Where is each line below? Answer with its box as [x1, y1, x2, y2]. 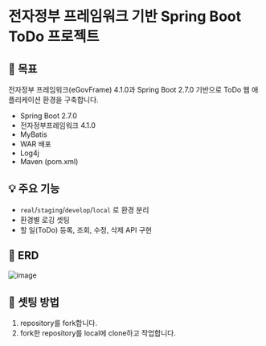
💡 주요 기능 [8, 182, 60, 196]
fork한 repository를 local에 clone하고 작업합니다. [19, 328, 177, 338]
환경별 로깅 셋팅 [19, 215, 70, 224]
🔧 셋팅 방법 [8, 295, 60, 310]
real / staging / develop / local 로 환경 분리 [19, 204, 149, 214]
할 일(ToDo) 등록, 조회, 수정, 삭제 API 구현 [19, 224, 153, 234]
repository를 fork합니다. [19, 319, 98, 328]
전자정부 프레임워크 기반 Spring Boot [8, 7, 242, 26]
